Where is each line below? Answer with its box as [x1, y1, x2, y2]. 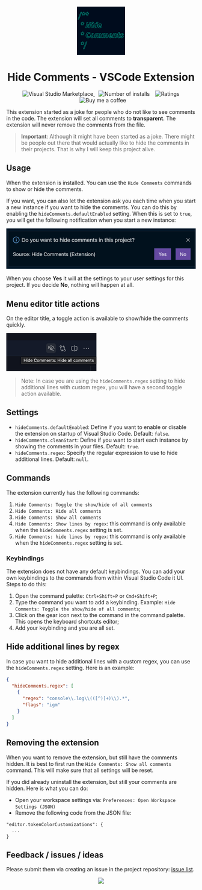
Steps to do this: [6, 580, 47, 588]
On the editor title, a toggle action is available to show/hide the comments [6, 315, 189, 322]
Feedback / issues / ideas [6, 850, 104, 860]
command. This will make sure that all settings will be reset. [6, 766, 154, 774]
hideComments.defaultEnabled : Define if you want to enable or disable [14, 423, 187, 431]
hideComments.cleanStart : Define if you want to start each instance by [14, 436, 188, 443]
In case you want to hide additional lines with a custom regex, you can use [6, 657, 191, 665]
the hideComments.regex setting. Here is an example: [6, 664, 135, 671]
